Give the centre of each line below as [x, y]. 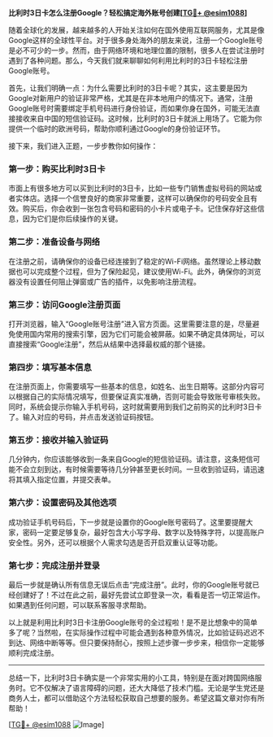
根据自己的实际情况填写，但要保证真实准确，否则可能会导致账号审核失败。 [140, 397]
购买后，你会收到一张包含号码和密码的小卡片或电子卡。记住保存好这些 [140, 209]
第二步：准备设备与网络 [54, 242]
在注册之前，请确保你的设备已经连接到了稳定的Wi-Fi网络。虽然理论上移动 [131, 261]
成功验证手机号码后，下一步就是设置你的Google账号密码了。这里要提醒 [127, 522]
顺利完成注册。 [33, 653]
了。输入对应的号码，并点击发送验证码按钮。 [83, 417]
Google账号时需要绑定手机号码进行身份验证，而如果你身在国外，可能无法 [131, 108]
